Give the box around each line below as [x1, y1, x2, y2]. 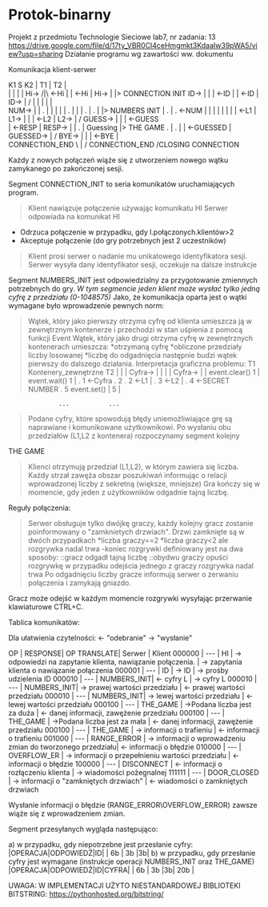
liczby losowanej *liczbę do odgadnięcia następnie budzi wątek [27, 350, 238, 359]
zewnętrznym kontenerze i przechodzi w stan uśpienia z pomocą [27, 324, 243, 334]
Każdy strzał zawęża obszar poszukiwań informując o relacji [27, 470, 228, 480]
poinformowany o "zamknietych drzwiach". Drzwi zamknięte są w [27, 527, 245, 536]
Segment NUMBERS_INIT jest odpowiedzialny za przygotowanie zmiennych [8, 275, 258, 285]
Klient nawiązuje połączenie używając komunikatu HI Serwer [27, 203, 228, 213]
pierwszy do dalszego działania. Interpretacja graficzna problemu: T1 [27, 359, 256, 368]
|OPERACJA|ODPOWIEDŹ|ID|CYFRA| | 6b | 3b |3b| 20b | [8, 865, 194, 874]
